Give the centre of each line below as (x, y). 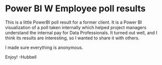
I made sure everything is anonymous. (44, 47)
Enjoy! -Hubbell (21, 57)
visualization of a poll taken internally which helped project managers (76, 27)
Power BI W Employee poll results (76, 9)
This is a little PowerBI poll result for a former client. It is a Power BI (74, 22)
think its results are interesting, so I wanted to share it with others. (72, 38)
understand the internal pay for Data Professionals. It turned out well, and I (81, 32)
